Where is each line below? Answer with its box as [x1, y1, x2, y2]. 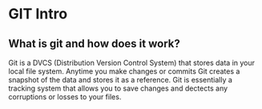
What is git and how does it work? [8, 37, 180, 50]
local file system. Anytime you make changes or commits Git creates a [8, 67, 240, 76]
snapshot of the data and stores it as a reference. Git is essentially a [8, 75, 232, 84]
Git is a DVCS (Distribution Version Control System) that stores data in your [8, 58, 255, 67]
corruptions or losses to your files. [8, 92, 122, 101]
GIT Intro [8, 5, 68, 23]
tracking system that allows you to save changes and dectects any [8, 83, 228, 93]
